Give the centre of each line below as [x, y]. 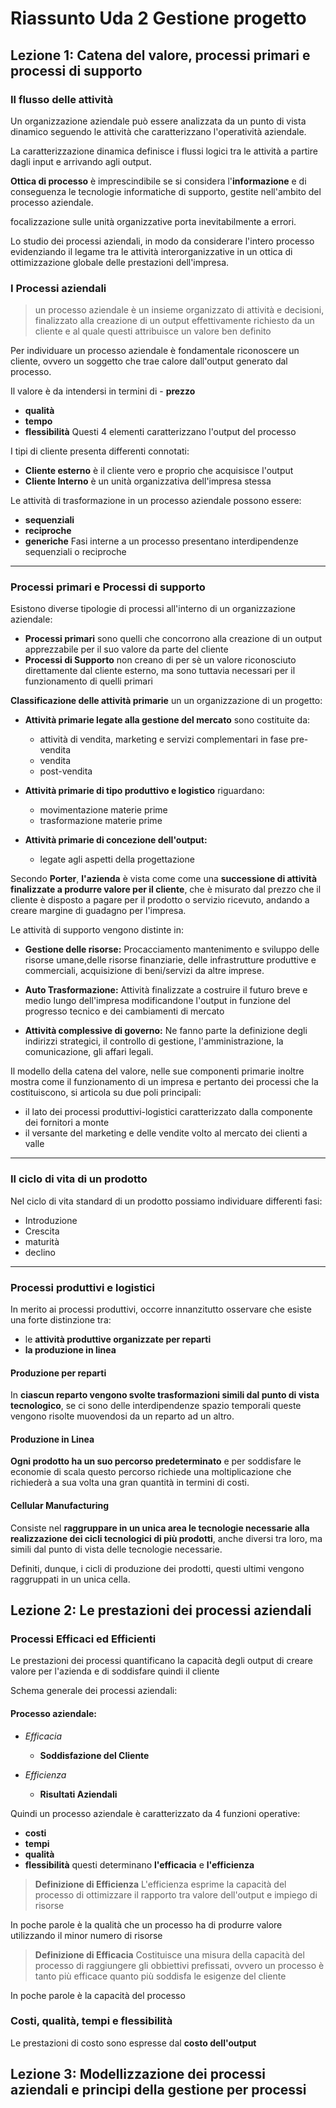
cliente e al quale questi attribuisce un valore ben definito [153, 331]
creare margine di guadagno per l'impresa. [98, 911]
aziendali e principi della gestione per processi [158, 2090]
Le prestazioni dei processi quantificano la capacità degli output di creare [161, 1661]
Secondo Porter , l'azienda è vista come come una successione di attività [164, 879]
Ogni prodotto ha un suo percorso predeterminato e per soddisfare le [156, 1461]
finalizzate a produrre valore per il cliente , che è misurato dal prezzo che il [166, 889]
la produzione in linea [70, 1350]
